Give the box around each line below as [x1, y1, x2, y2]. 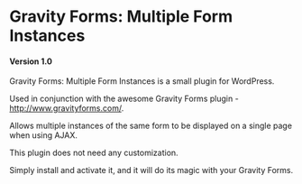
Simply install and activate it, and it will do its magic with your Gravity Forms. [9, 165, 294, 176]
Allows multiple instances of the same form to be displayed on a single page [9, 120, 293, 132]
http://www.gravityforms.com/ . [9, 103, 124, 114]
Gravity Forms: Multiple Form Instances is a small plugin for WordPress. [9, 76, 275, 87]
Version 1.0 [9, 56, 52, 67]
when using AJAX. [9, 130, 78, 141]
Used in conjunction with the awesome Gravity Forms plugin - [9, 93, 239, 105]
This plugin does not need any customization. [9, 147, 178, 159]
